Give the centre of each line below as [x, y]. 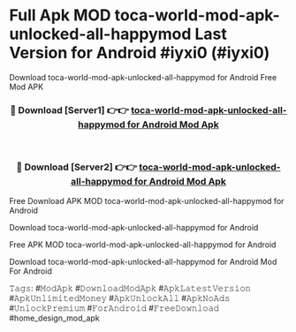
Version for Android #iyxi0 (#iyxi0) [140, 53]
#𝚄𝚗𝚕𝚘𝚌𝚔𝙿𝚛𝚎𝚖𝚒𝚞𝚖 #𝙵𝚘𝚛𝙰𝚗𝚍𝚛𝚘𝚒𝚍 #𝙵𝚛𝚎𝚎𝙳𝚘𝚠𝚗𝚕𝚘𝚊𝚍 [114, 308]
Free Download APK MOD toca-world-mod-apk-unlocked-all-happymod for [147, 200]
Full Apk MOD [61, 15]
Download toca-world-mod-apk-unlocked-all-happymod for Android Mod [143, 261]
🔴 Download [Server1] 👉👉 [70, 109]
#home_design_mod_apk [54, 318]
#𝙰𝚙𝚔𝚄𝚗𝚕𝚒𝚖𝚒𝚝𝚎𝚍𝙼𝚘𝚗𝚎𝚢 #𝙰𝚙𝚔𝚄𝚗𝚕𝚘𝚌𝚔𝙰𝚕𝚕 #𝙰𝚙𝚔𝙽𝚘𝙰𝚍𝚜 [120, 298]
